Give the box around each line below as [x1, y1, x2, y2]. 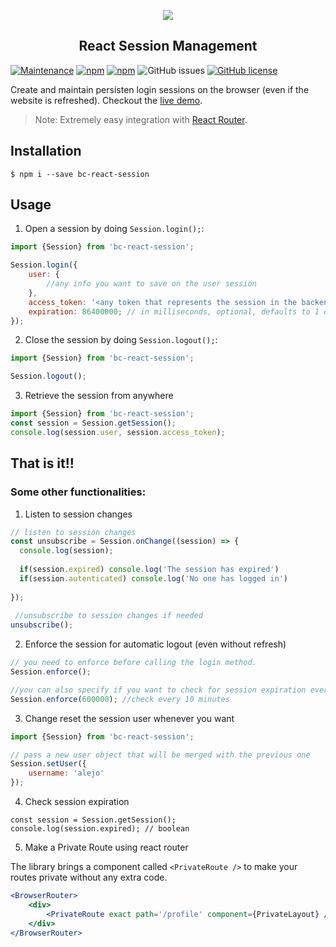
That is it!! [10, 455, 75, 472]
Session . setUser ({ [10, 759, 87, 769]
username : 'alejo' [28, 768, 105, 779]
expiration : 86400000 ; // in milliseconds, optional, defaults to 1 [28, 306, 320, 317]
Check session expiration [24, 796, 130, 807]
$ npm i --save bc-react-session [10, 169, 150, 179]
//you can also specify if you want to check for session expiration [10, 685, 307, 695]
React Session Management [78, 38, 258, 55]
